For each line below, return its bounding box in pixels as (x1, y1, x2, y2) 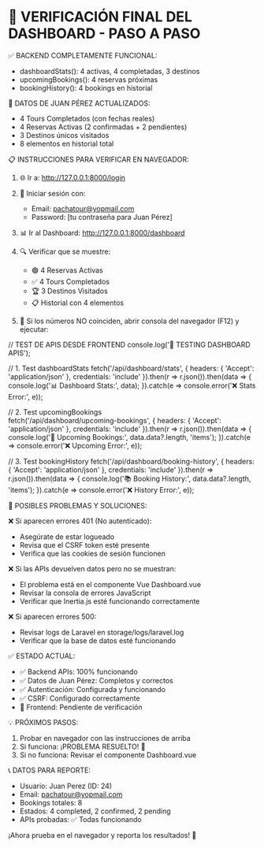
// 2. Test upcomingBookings (8, 407, 102, 417)
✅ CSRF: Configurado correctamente (19, 694, 140, 703)
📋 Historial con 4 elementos (31, 298, 125, 307)
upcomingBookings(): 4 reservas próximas (19, 75, 158, 84)
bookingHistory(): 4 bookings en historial (19, 83, 153, 92)
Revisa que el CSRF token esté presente (19, 540, 150, 549)
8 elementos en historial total (19, 139, 114, 148)
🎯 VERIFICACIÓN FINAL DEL (8, 8, 193, 26)
